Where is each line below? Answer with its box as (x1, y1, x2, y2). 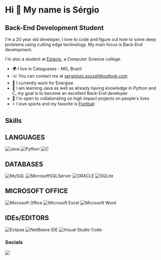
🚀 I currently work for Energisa (12, 80, 73, 86)
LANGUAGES (5, 133, 45, 141)
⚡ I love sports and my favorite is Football (12, 101, 95, 107)
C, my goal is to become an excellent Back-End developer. (12, 91, 129, 96)
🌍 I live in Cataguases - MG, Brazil (12, 66, 82, 72)
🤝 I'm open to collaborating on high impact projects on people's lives (12, 95, 149, 101)
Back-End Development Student (5, 24, 104, 32)
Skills (5, 117, 22, 125)
